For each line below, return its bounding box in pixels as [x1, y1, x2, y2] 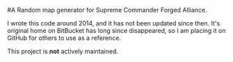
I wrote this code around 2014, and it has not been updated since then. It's [7, 19, 220, 27]
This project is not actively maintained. [7, 48, 118, 55]
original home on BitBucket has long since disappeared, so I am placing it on [7, 27, 226, 34]
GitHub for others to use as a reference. [7, 34, 122, 42]
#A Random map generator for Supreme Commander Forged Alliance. [7, 6, 207, 14]
